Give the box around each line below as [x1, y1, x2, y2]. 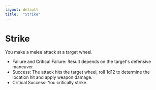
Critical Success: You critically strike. [12, 80, 88, 86]
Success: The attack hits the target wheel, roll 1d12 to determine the [12, 69, 150, 75]
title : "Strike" [5, 12, 41, 17]
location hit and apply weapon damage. [12, 74, 93, 80]
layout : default [5, 7, 38, 12]
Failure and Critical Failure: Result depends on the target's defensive [12, 59, 151, 64]
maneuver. [12, 64, 34, 70]
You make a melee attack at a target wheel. [5, 49, 93, 55]
